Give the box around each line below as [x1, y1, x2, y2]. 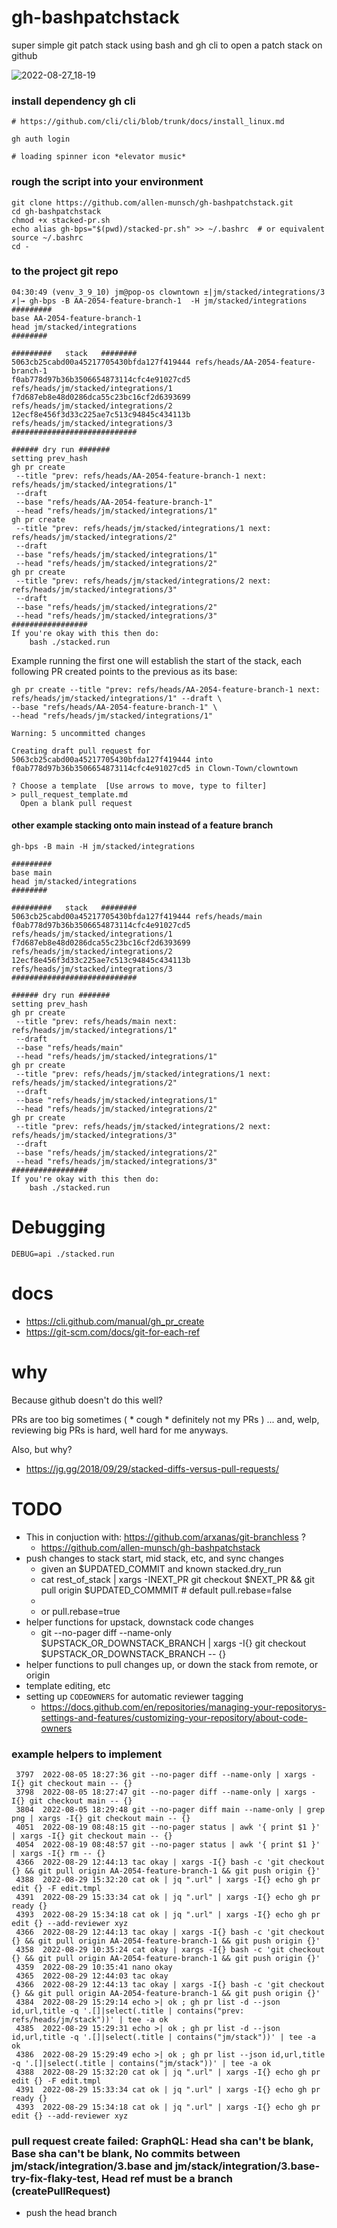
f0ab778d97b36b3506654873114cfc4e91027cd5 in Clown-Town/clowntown [11, 763, 299, 773]
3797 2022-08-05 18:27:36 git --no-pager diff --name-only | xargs [15, 1770, 308, 1780]
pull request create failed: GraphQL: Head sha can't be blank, [11, 2134, 314, 2148]
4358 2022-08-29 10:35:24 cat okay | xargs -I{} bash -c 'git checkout [15, 1945, 326, 1955]
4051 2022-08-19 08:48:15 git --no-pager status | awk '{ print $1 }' [15, 1822, 321, 1833]
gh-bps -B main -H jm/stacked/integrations [11, 842, 196, 852]
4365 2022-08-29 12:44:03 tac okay [15, 1971, 169, 1981]
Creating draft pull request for [11, 746, 151, 756]
